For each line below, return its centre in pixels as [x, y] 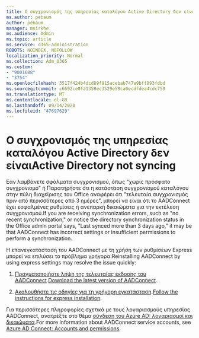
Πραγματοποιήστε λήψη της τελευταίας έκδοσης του [81, 274]
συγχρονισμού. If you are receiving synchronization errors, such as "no [92, 213]
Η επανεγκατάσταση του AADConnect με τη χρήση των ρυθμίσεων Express [99, 250]
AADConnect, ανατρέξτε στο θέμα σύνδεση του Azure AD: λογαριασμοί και [99, 316]
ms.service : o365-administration [47, 45]
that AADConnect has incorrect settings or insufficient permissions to [91, 232]
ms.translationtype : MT [36, 94]
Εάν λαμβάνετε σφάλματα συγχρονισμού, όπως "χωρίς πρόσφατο [88, 182]
